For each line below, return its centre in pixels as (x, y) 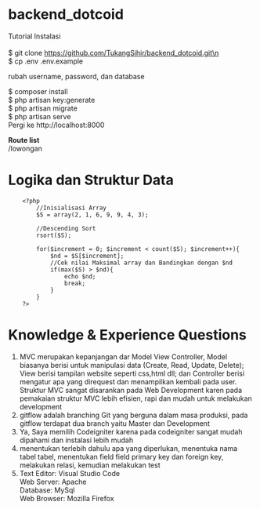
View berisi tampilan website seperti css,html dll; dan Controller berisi (132, 373)
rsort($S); (54, 235)
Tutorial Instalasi (34, 36)
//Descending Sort (66, 228)
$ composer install (38, 91)
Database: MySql (47, 490)
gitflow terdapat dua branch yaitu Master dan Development (114, 423)
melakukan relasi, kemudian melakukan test (90, 465)
